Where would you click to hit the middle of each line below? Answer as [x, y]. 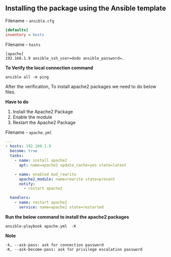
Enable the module [32, 117]
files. [10, 92]
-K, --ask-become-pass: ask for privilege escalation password [74, 249]
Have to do [17, 102]
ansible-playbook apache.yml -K [41, 226]
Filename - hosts [23, 44]
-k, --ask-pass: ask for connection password [54, 245]
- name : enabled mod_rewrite [45, 174]
